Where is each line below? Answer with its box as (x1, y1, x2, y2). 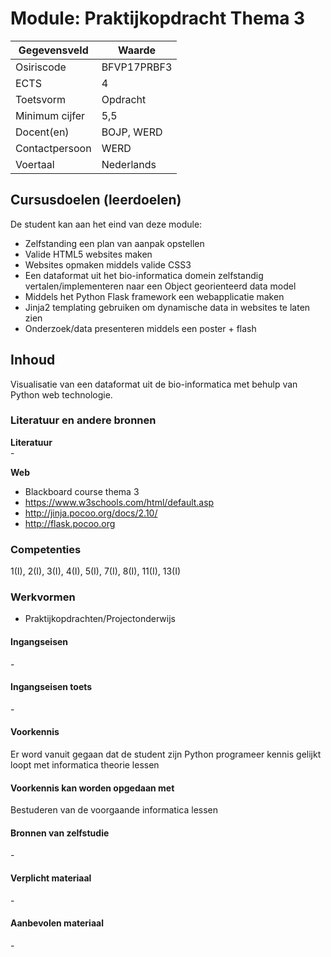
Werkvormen (10, 590, 76, 604)
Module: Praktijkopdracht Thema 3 (10, 7, 306, 30)
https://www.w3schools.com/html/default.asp (24, 496, 215, 508)
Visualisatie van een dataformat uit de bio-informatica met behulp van (10, 378, 298, 390)
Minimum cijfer (15, 108, 86, 122)
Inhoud (10, 352, 56, 369)
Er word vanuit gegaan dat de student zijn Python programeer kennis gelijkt (10, 748, 322, 761)
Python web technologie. (10, 388, 113, 401)
